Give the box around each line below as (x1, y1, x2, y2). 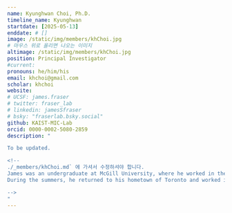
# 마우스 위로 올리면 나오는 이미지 (7, 42, 93, 49)
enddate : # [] (7, 29, 48, 37)
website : (7, 87, 32, 94)
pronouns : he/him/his (7, 68, 70, 75)
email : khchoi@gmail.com (7, 74, 79, 82)
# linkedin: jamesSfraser (7, 106, 81, 113)
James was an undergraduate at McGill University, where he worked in (7, 170, 215, 177)
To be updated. (7, 145, 51, 152)
